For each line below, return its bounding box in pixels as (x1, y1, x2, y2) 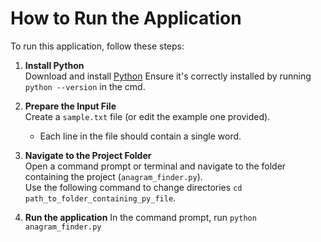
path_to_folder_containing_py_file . (24, 192, 177, 204)
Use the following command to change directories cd (24, 181, 243, 193)
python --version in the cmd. (24, 80, 146, 92)
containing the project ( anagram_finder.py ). (24, 170, 203, 182)
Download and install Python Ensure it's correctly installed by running (24, 70, 312, 82)
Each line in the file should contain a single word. (39, 130, 242, 142)
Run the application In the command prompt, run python (24, 211, 257, 223)
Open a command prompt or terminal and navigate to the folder (24, 160, 287, 172)
